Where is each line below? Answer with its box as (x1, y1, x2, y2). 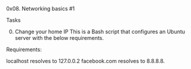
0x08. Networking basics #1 (6, 5, 75, 12)
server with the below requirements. (14, 34, 104, 41)
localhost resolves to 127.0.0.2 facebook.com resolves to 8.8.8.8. (6, 58, 165, 64)
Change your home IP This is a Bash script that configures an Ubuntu (14, 28, 186, 35)
